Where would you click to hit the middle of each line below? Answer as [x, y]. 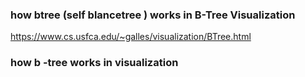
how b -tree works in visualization [94, 63]
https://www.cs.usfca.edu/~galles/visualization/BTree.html [131, 37]
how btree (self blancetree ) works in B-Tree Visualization [153, 15]
